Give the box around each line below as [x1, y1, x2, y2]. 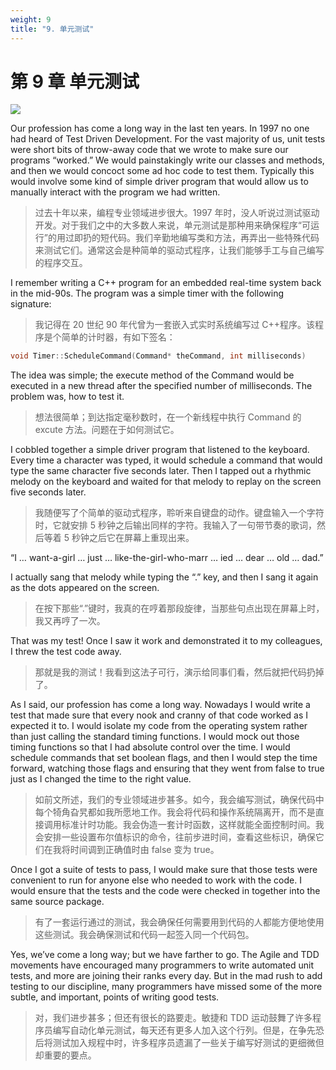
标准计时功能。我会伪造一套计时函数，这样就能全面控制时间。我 [61, 819, 325, 831]
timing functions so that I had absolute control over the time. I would [10, 741, 291, 753]
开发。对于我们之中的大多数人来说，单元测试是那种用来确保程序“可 [34, 219, 311, 231]
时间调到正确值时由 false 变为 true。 [69, 844, 220, 856]
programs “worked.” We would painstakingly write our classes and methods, [10, 154, 325, 166]
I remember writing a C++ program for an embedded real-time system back [10, 277, 322, 289]
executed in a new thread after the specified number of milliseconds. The [10, 380, 313, 392]
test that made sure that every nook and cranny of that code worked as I [10, 709, 309, 721]
